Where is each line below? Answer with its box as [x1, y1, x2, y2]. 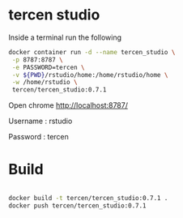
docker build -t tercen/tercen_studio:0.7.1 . [8, 194, 168, 203]
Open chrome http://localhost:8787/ [8, 100, 128, 110]
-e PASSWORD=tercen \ [11, 63, 85, 71]
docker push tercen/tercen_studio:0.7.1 [8, 202, 147, 210]
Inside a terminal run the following [8, 32, 122, 42]
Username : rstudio [8, 116, 73, 126]
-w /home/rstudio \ [11, 79, 79, 87]
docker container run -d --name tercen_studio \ [8, 48, 176, 56]
